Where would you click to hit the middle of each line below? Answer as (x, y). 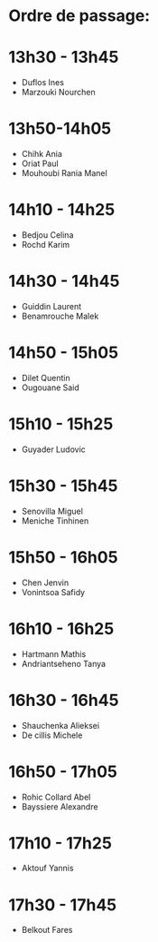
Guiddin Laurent (51, 306)
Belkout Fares (47, 930)
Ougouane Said (51, 388)
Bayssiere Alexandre (60, 806)
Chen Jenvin (45, 583)
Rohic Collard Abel (56, 797)
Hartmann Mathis (54, 653)
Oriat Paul (40, 163)
